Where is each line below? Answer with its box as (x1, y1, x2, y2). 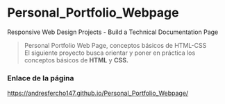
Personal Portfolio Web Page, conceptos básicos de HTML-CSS (24, 41, 207, 49)
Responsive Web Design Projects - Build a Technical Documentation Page (7, 28, 219, 36)
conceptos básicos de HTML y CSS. (24, 55, 128, 64)
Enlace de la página (7, 73, 74, 83)
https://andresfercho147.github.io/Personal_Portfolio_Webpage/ (7, 89, 189, 98)
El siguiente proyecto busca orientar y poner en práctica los (24, 49, 196, 57)
